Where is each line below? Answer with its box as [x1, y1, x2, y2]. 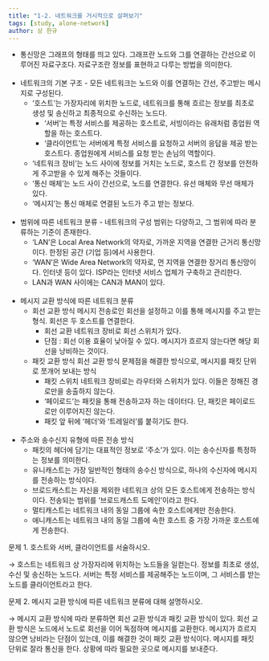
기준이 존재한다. [41, 227, 92, 237]
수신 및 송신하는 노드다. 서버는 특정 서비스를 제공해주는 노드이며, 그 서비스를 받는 [8, 569, 261, 579]
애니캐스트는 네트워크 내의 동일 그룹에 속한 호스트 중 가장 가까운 [31, 516, 231, 525]
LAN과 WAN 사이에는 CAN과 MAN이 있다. [31, 278, 165, 288]
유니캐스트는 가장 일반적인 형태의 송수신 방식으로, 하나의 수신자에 [31, 465, 236, 475]
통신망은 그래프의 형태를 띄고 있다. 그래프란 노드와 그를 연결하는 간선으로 [19, 50, 247, 59]
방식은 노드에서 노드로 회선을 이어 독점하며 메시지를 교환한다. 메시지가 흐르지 [16, 624, 257, 634]
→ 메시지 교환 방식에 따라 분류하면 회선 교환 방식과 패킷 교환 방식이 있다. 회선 [8, 614, 251, 623]
